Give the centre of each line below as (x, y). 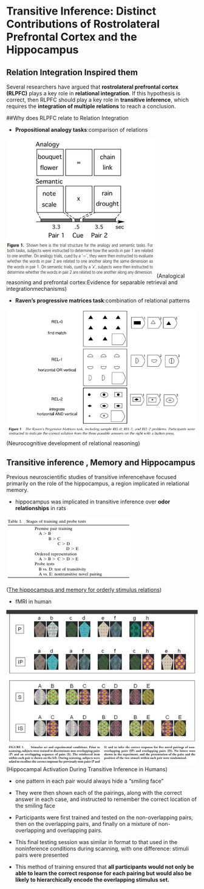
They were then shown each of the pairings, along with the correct (98, 793)
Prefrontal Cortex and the (72, 37)
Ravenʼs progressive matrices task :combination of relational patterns (102, 301)
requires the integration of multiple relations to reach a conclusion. (91, 106)
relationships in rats (41, 508)
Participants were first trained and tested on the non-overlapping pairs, (104, 817)
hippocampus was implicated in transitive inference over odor (93, 502)
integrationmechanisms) (36, 289)
